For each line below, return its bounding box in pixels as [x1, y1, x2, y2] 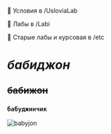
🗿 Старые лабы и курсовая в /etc [7, 33, 105, 41]
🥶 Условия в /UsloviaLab [7, 7, 78, 14]
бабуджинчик [7, 105, 48, 113]
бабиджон [7, 57, 70, 73]
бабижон [7, 85, 48, 96]
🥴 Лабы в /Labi [7, 20, 50, 27]
